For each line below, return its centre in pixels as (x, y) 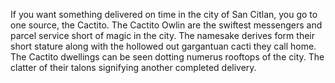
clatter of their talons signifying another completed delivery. (133, 67)
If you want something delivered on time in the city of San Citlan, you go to (164, 14)
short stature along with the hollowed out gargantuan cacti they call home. (163, 46)
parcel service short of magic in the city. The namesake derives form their (162, 35)
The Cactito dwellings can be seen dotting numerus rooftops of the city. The (167, 57)
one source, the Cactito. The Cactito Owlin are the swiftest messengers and (166, 25)
